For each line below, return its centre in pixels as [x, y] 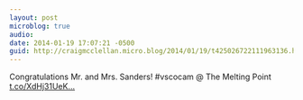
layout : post [34, 18]
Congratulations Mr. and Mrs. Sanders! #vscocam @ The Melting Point [141, 77]
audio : [22, 34]
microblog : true [40, 26]
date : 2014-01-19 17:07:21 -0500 [72, 43]
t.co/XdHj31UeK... [42, 86]
